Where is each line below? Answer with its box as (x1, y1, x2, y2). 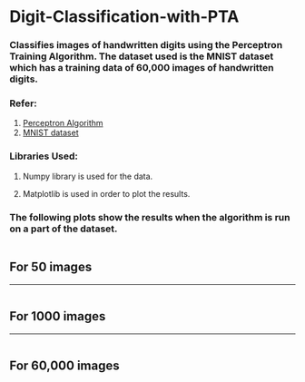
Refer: (9, 97, 38, 110)
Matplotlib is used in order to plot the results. (22, 188, 191, 199)
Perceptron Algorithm (22, 118, 103, 129)
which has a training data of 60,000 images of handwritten (9, 62, 274, 74)
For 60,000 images (9, 358, 120, 374)
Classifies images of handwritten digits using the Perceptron (9, 39, 283, 52)
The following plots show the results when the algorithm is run (9, 211, 290, 223)
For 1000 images (9, 309, 106, 324)
